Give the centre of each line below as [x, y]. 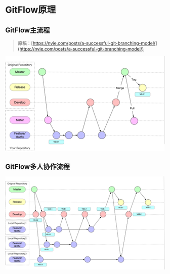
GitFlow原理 [31, 10]
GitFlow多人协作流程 [37, 167]
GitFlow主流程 [28, 30]
